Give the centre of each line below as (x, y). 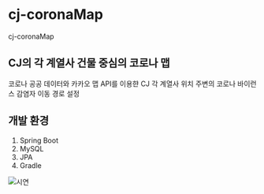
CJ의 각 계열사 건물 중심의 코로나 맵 (89, 63)
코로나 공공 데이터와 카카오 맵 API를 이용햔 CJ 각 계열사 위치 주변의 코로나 (122, 84)
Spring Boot (39, 140)
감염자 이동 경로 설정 (48, 93)
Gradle (30, 165)
